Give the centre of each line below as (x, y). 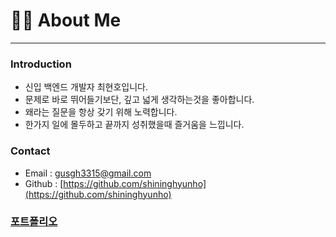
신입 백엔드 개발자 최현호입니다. (86, 87)
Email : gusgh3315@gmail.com (88, 173)
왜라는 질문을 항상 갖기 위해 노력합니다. (101, 112)
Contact (30, 151)
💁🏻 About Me (66, 20)
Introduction (41, 64)
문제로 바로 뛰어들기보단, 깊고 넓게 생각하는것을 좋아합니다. (139, 100)
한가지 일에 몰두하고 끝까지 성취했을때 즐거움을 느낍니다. (134, 125)
